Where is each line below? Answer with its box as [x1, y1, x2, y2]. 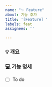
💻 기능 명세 [5, 63, 32, 70]
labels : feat [5, 21, 32, 27]
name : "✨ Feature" [5, 7, 44, 13]
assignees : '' [5, 26, 35, 31]
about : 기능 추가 [5, 12, 37, 17]
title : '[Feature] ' [5, 17, 48, 22]
